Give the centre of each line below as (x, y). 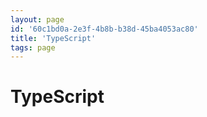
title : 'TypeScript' (53, 38)
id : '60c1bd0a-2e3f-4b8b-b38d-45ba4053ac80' (104, 29)
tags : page (33, 47)
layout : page (37, 19)
